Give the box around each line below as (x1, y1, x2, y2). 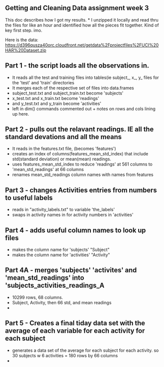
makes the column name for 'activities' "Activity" (12, 252, 110, 258)
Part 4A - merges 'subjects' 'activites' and (5, 266, 137, 274)
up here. (12, 111, 29, 117)
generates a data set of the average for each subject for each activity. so (12, 347, 159, 353)
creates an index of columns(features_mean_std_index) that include (12, 151, 148, 157)
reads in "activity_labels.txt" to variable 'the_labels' (12, 207, 115, 213)
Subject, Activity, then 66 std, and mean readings (12, 299, 112, 305)
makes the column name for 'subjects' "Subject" (12, 247, 110, 253)
